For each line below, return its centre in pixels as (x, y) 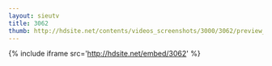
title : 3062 (28, 23)
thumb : (19, 31)
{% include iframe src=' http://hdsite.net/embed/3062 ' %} (104, 54)
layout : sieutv (34, 16)
